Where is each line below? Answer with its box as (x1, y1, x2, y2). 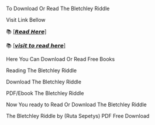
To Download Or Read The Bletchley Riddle (6, 5, 110, 12)
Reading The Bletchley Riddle (6, 67, 77, 74)
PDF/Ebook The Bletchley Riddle (6, 90, 84, 96)
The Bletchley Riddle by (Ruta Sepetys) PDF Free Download (6, 113, 150, 119)
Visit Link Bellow (6, 16, 46, 23)
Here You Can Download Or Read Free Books (6, 56, 115, 62)
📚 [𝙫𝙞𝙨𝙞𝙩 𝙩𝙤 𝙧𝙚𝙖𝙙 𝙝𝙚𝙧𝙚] (6, 42, 66, 49)
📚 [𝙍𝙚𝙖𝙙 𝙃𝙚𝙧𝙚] (6, 28, 47, 35)
